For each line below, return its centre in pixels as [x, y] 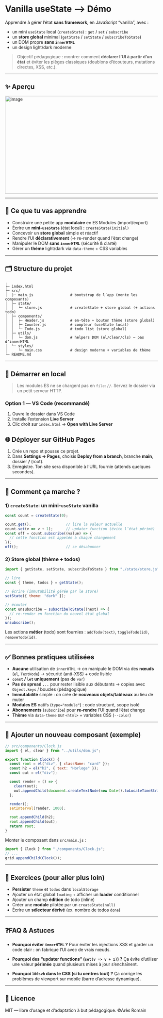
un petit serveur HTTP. [40, 391]
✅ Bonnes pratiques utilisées [50, 657]
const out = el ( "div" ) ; [33, 773]
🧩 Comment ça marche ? [43, 492]
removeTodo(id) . [21, 637]
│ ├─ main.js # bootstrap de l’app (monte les [71, 295]
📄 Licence [20, 999]
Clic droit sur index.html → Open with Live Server [62, 424]
